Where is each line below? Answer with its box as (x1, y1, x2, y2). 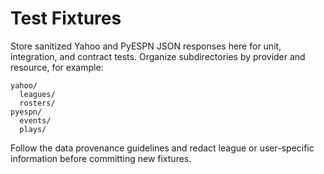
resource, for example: (10, 61, 104, 73)
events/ (19, 115, 52, 126)
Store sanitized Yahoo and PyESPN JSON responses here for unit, (10, 40, 282, 52)
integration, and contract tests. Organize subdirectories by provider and (10, 50, 306, 62)
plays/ (19, 124, 47, 134)
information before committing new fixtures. (10, 152, 192, 164)
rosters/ (19, 98, 56, 108)
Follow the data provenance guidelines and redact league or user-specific (10, 142, 315, 154)
